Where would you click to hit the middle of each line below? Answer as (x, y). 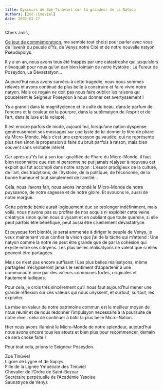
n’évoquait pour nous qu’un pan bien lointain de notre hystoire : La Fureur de (81, 67)
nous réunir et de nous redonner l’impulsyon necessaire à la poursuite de (78, 312)
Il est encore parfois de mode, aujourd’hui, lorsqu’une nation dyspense (76, 127)
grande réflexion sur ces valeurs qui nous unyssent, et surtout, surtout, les (80, 292)
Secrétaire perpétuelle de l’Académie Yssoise (50, 377)
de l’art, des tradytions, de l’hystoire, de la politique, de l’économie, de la (78, 173)
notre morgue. (19, 197)
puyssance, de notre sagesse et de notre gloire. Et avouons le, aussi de (77, 192)
